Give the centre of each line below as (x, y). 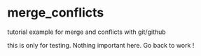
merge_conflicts (56, 13)
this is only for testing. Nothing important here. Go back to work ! (101, 45)
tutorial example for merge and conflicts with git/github (86, 32)
